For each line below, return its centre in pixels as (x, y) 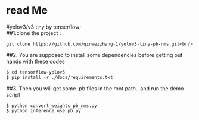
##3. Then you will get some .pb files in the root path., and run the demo (95, 88)
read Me (27, 10)
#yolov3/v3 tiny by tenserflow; (44, 27)
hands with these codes (35, 61)
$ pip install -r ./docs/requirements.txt (60, 77)
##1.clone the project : (34, 33)
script (13, 94)
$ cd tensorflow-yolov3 (36, 72)
